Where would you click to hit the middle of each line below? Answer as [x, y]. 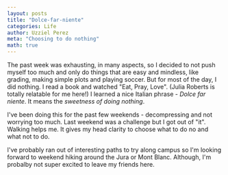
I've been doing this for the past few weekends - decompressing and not [110, 115]
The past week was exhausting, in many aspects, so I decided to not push [111, 65]
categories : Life [32, 26]
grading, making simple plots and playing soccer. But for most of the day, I [112, 79]
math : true [23, 45]
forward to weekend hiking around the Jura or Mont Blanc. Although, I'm [109, 157]
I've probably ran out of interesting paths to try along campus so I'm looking [114, 150]
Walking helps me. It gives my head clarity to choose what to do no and [108, 129]
